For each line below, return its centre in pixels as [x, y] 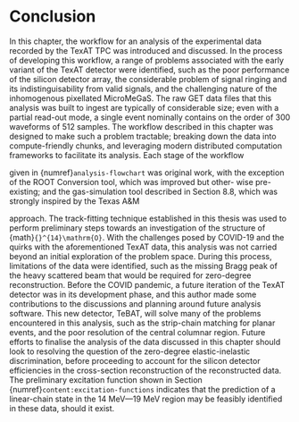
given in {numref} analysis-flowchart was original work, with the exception [147, 173]
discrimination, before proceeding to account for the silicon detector [135, 360]
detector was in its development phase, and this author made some [133, 294]
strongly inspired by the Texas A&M [75, 201]
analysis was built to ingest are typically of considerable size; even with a [144, 107]
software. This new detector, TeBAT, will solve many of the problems [135, 313]
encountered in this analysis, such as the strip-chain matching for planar [142, 323]
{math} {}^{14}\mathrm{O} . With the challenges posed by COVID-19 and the [147, 237]
